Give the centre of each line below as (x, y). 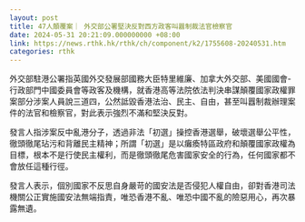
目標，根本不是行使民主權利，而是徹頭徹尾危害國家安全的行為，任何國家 (144, 155)
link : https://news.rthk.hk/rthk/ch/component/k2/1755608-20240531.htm (148, 43)
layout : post (34, 18)
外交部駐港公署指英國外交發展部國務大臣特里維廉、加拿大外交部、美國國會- (151, 79)
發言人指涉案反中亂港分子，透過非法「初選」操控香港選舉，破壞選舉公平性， (152, 132)
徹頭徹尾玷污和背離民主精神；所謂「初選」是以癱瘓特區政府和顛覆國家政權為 (152, 144)
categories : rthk (42, 52)
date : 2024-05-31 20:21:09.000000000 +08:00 (95, 35)
